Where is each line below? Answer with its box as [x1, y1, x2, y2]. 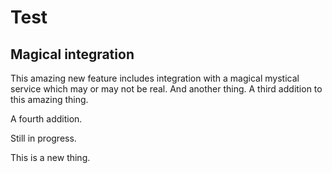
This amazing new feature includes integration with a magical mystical [10, 72, 300, 84]
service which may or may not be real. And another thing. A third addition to [10, 83, 323, 95]
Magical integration [10, 46, 135, 63]
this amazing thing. [10, 94, 89, 105]
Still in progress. [10, 132, 77, 144]
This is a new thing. [10, 152, 91, 163]
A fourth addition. [10, 113, 83, 125]
